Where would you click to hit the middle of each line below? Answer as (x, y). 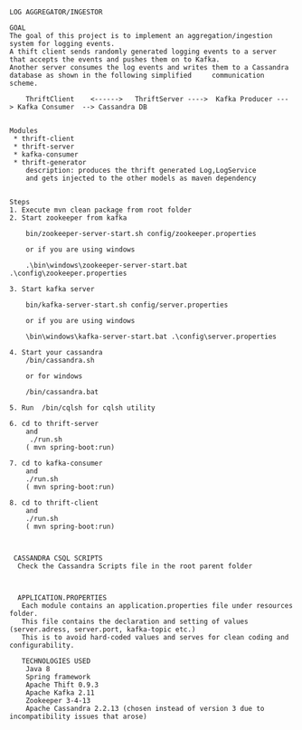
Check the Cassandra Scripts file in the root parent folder (135, 566)
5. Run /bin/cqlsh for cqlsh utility (82, 408)
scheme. (24, 83)
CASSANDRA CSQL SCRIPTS (58, 558)
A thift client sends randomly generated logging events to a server (143, 52)
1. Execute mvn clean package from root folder (101, 210)
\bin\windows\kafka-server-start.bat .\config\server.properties (151, 337)
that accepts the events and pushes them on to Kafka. (115, 60)
